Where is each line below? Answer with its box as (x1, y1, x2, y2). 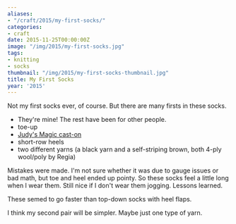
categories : (7, 23, 42, 30)
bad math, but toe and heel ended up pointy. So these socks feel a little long (7, 174, 229, 182)
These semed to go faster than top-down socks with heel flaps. (7, 195, 192, 204)
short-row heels (17, 138, 65, 147)
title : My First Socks (7, 75, 74, 83)
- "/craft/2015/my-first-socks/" (7, 17, 106, 24)
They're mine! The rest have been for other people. (17, 116, 167, 124)
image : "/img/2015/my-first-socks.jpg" (7, 43, 125, 50)
